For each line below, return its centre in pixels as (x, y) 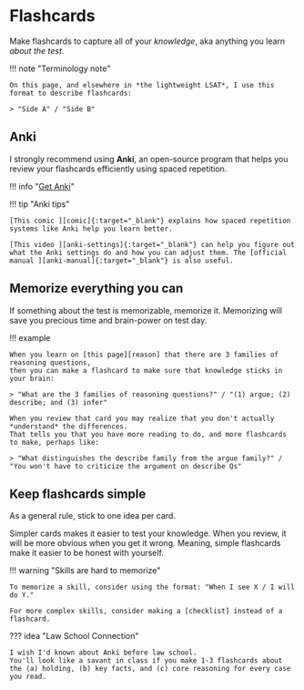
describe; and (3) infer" (58, 402)
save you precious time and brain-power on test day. (108, 320)
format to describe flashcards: (71, 93)
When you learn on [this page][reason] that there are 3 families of (144, 355)
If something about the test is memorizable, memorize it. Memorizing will (146, 310)
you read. (28, 677)
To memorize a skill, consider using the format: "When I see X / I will (152, 587)
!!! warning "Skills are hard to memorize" (85, 571)
